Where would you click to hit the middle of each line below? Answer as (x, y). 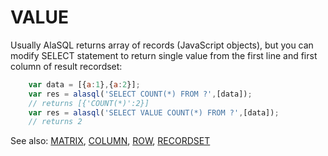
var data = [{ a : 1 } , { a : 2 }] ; (84, 84)
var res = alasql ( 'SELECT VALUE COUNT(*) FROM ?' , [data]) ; (154, 112)
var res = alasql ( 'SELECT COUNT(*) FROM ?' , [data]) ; (140, 94)
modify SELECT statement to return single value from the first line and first (164, 55)
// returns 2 (55, 122)
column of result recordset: (66, 66)
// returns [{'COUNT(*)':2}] (89, 103)
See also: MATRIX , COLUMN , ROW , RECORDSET (110, 141)
